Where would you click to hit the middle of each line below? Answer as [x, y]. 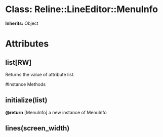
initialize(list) [26, 100]
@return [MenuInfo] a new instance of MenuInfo [56, 112]
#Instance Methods [26, 84]
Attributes [27, 44]
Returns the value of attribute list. [40, 74]
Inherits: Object [22, 23]
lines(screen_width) [37, 128]
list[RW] [18, 62]
